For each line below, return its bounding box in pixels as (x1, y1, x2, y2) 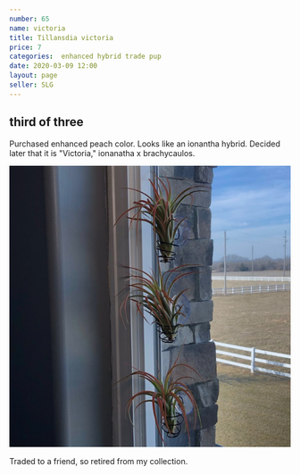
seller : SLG (9, 80, 54, 89)
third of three (9, 114, 84, 129)
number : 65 (9, 14, 50, 23)
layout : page (9, 71, 58, 80)
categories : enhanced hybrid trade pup (9, 52, 162, 62)
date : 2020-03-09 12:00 (9, 62, 98, 71)
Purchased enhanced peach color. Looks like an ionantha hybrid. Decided (9, 138, 281, 149)
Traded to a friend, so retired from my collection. (9, 455, 188, 466)
